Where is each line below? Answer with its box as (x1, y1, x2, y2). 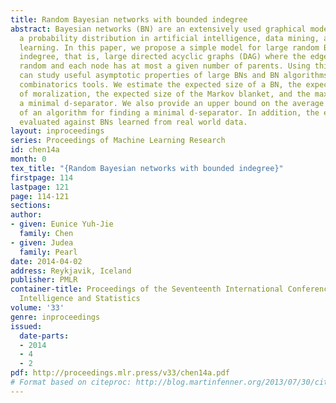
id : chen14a (10, 145, 60, 155)
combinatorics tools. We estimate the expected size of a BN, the (19, 80, 302, 90)
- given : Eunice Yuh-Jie (10, 219, 114, 230)
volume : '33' (10, 303, 65, 313)
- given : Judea (10, 237, 74, 248)
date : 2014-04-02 (10, 256, 83, 266)
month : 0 (10, 154, 47, 164)
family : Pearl (19, 247, 78, 257)
